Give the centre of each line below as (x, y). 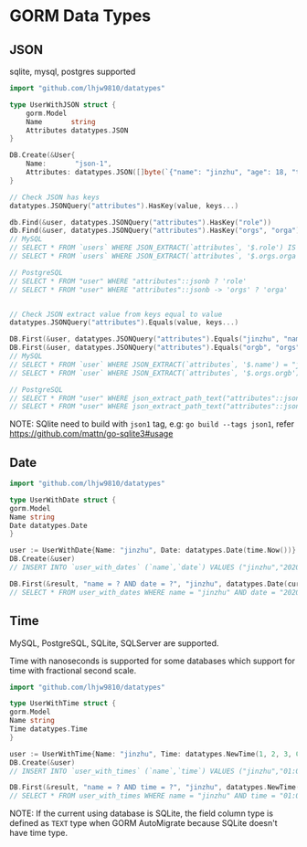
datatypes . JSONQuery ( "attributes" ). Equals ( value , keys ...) (124, 323)
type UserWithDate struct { (63, 500)
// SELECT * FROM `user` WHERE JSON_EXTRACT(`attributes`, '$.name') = (148, 365)
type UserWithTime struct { (63, 704)
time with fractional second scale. (73, 670)
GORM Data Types (80, 16)
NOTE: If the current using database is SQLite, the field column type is (142, 813)
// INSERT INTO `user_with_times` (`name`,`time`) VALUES (122, 771)
